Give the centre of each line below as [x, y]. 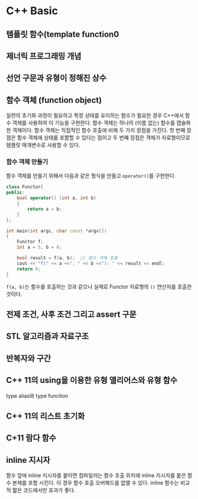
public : [16, 193]
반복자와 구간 [29, 358]
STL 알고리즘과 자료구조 [48, 337]
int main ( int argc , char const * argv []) [57, 231]
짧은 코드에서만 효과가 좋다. [44, 490]
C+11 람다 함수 [31, 438]
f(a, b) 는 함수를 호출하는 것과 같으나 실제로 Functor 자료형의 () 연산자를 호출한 [99, 286]
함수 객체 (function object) [54, 100]
